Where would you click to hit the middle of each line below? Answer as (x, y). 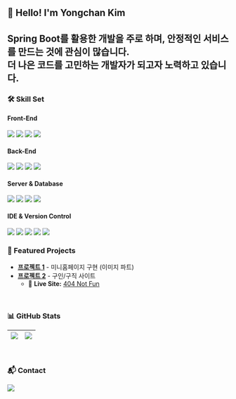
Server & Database (35, 183)
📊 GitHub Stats (34, 315)
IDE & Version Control (39, 216)
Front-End (22, 118)
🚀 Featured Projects (41, 251)
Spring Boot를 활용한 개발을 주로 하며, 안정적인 (104, 38)
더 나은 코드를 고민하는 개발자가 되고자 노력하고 (103, 65)
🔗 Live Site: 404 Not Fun (64, 283)
